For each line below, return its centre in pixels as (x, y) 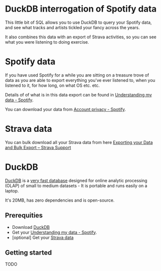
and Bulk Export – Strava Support (38, 147)
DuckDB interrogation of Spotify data (81, 9)
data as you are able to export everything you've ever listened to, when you (80, 80)
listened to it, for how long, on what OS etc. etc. (52, 85)
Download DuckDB (31, 227)
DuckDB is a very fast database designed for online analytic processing (76, 180)
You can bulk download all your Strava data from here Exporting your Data (79, 142)
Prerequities (24, 215)
